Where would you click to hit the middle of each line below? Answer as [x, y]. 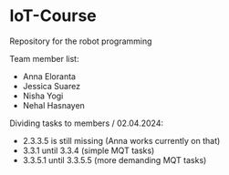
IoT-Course [53, 16]
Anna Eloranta [49, 76]
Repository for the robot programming [81, 41]
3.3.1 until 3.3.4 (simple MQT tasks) [88, 150]
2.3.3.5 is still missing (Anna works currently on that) [121, 140]
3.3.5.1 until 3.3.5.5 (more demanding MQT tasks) [114, 160]
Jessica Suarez [51, 86]
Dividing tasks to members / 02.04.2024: [87, 123]
